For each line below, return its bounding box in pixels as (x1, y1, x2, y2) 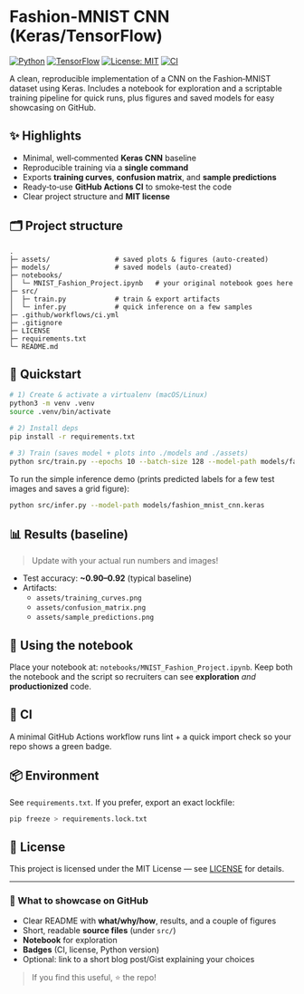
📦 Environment (9, 768, 100, 784)
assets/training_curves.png (35, 594, 142, 603)
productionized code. (9, 681, 92, 691)
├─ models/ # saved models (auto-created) (9, 263, 233, 272)
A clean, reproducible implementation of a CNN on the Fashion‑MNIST (9, 72, 271, 83)
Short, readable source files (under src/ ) (22, 924, 176, 935)
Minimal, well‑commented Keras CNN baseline (22, 152, 197, 163)
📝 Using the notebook (9, 637, 134, 653)
